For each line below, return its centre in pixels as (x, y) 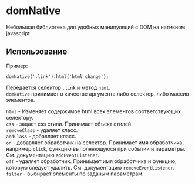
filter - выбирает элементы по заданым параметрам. (75, 174)
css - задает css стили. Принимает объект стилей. (70, 124)
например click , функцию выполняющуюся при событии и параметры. (96, 148)
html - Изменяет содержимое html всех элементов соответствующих (93, 111)
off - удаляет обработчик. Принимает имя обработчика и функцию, (92, 161)
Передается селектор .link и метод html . (58, 87)
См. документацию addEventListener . (53, 155)
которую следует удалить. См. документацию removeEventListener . (90, 167)
